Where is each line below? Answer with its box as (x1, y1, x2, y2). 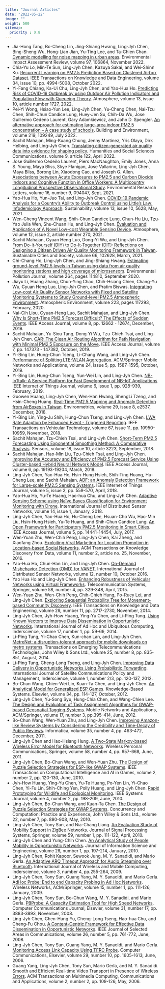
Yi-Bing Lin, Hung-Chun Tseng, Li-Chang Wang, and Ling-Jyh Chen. (12, 352, 151, 357)
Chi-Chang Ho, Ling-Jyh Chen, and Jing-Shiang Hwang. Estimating (12, 258, 149, 263)
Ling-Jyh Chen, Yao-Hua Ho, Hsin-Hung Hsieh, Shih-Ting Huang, (12, 472, 145, 477)
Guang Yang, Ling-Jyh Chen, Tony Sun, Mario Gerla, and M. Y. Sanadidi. (12, 963, 159, 968)
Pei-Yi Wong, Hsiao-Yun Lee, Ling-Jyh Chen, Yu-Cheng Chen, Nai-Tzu (12, 106, 155, 112)
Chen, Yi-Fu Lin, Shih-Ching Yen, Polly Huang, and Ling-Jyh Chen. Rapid (12, 785, 160, 791)
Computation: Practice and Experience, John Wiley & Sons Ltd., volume (12, 812, 157, 817)
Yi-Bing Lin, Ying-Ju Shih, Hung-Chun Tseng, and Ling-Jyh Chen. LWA (12, 414, 156, 420)
